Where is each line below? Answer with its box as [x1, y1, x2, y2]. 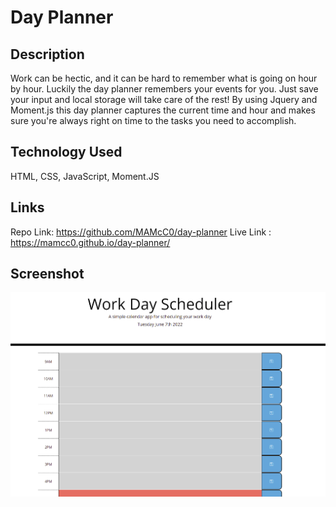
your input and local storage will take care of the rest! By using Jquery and [10, 94, 318, 105]
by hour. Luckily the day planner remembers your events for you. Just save [10, 83, 319, 95]
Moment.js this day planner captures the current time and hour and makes [10, 104, 316, 116]
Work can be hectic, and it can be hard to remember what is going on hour [10, 72, 318, 84]
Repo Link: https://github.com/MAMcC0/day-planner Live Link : [10, 226, 272, 238]
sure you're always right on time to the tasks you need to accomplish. [10, 115, 297, 126]
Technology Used [10, 144, 123, 161]
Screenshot [10, 266, 85, 283]
